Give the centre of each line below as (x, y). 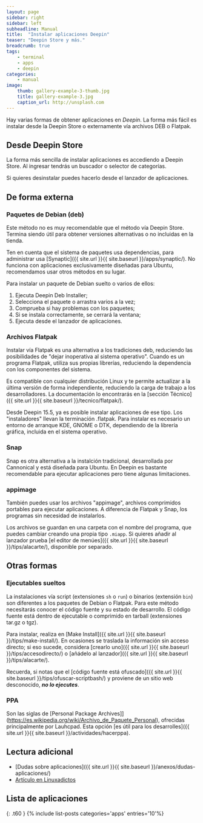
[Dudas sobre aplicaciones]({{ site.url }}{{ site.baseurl (82, 766)
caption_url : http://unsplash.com (61, 102)
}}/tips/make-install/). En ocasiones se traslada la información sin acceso (98, 640)
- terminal (31, 57)
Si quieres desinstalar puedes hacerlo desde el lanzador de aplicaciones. (98, 178)
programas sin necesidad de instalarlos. (56, 516)
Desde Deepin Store (45, 146)
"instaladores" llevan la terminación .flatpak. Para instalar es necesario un (98, 419)
